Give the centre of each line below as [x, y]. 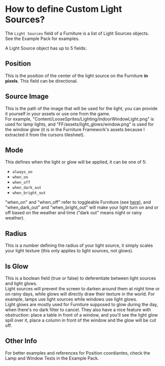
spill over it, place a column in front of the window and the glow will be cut [81, 320]
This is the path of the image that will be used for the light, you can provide [82, 108]
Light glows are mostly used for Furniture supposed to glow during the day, [82, 304]
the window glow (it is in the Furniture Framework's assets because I [75, 129]
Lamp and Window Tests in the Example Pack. [52, 358]
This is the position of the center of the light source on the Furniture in [77, 76]
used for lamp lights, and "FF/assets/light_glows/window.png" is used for [80, 124]
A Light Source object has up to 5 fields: [46, 48]
